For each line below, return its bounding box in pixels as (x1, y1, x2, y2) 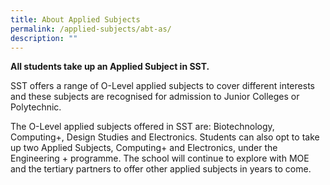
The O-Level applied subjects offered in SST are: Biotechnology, (10, 121, 275, 133)
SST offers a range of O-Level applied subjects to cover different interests (10, 80, 315, 92)
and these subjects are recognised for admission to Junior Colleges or (10, 91, 300, 103)
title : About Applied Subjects (10, 14, 141, 25)
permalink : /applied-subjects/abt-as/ (10, 24, 172, 34)
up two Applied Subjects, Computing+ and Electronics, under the (10, 142, 278, 154)
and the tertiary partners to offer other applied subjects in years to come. (10, 163, 312, 175)
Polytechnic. (10, 101, 62, 113)
